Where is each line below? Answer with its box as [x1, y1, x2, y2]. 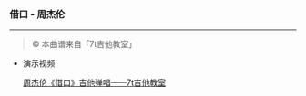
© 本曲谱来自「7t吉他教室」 [31, 39, 138, 50]
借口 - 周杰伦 [9, 7, 66, 20]
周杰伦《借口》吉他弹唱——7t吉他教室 [22, 77, 167, 88]
